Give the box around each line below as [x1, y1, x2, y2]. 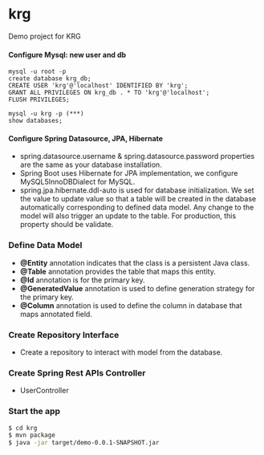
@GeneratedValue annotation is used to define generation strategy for [19, 283, 255, 293]
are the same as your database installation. [19, 160, 162, 169]
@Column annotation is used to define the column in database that [19, 300, 242, 310]
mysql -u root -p [8, 67, 67, 76]
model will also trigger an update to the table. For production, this [19, 211, 237, 221]
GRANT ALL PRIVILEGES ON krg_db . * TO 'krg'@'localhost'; [8, 89, 210, 97]
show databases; [8, 117, 63, 125]
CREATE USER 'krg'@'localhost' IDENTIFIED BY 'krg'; [8, 82, 189, 90]
